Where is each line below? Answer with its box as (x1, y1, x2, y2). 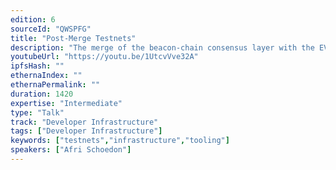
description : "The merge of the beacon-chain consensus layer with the (10, 42, 315, 53)
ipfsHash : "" (10, 61, 65, 71)
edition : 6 (10, 14, 56, 25)
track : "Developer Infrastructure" (10, 117, 159, 127)
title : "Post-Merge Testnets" (10, 33, 137, 43)
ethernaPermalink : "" (10, 80, 101, 90)
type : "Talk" (10, 107, 65, 118)
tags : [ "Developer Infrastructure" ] (10, 126, 163, 136)
